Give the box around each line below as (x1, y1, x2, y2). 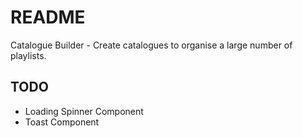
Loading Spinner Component (24, 105, 144, 117)
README (10, 6, 86, 29)
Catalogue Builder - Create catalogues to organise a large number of (10, 39, 293, 51)
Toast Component (24, 116, 100, 128)
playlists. (10, 49, 47, 61)
